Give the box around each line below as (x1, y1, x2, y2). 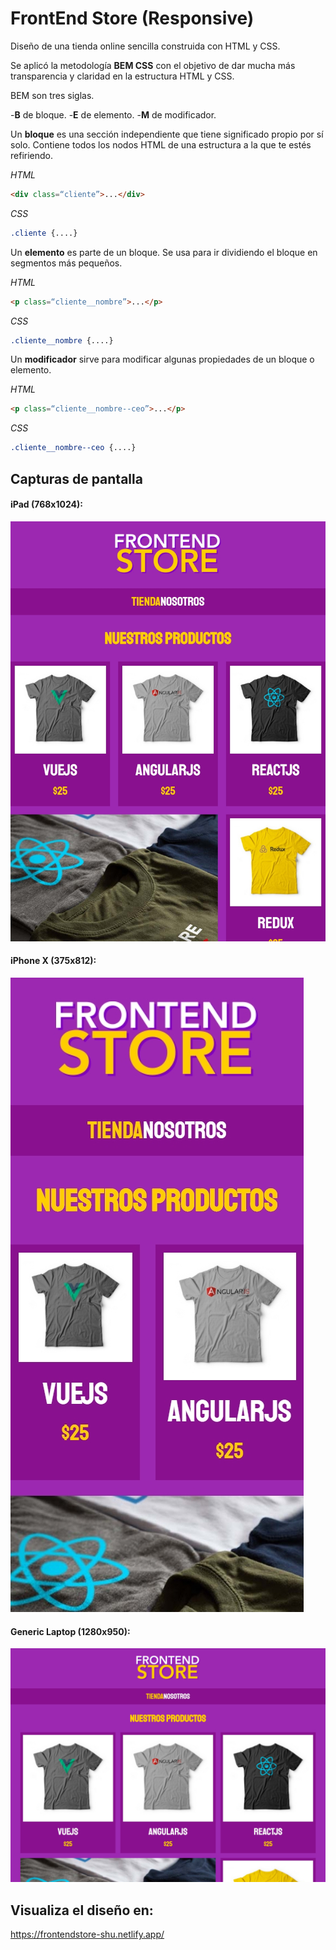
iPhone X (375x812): (10, 955, 97, 967)
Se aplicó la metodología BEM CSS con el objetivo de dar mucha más (10, 59, 296, 71)
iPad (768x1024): (10, 498, 83, 511)
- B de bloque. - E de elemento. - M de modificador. (10, 108, 217, 121)
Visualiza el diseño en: (10, 1902, 154, 1919)
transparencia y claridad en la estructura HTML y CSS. (10, 70, 235, 82)
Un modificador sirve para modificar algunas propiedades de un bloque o (10, 353, 315, 366)
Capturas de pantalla (10, 470, 143, 487)
